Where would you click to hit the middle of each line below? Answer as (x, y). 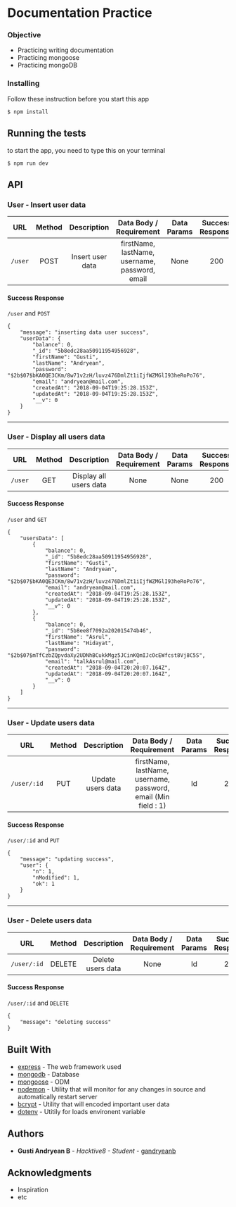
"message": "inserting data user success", (85, 332)
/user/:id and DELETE (38, 1003)
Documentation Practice (80, 13)
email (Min (152, 797)
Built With (29, 1050)
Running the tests (47, 133)
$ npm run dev (28, 163)
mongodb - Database (48, 1074)
